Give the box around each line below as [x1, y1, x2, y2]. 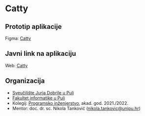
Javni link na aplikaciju [5, 49, 76, 58]
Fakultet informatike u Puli [12, 95, 65, 101]
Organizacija [5, 77, 45, 85]
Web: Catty [5, 62, 28, 69]
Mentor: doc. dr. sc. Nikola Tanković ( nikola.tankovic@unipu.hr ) [12, 105, 141, 111]
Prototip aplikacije [5, 23, 62, 31]
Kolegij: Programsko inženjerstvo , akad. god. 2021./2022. [12, 100, 129, 106]
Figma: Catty [5, 35, 31, 41]
